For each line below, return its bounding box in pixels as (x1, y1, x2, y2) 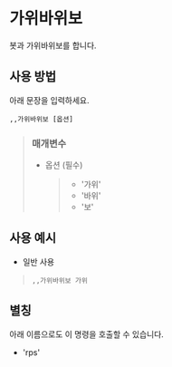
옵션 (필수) (44, 159, 83, 170)
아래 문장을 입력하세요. (9, 94, 90, 105)
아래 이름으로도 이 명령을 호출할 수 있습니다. (9, 328, 165, 340)
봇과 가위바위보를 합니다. (9, 40, 97, 51)
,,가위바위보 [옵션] (9, 114, 74, 123)
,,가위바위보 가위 (31, 275, 88, 285)
